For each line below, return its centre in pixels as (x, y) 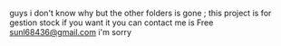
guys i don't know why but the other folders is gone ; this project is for (140, 13)
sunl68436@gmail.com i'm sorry (71, 32)
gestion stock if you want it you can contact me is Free (111, 23)
